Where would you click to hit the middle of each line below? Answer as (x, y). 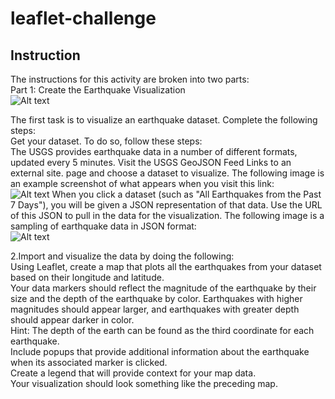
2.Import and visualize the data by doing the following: (122, 256)
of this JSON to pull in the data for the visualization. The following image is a (167, 215)
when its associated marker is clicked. (89, 362)
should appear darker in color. (72, 320)
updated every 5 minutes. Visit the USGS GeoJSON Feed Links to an (151, 162)
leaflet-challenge (83, 18)
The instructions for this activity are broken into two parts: (130, 79)
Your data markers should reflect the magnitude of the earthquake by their (163, 288)
